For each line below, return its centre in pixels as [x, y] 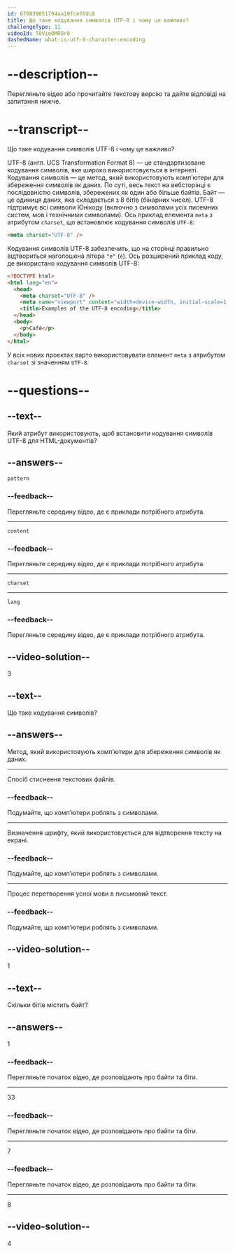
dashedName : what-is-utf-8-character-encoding [76, 40]
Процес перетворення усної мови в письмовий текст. [87, 893]
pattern [19, 479]
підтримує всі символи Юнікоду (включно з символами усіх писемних [113, 207]
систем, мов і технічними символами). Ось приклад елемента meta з [110, 215]
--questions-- [48, 390]
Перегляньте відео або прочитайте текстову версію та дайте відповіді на [116, 94]
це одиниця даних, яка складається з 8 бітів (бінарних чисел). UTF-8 [111, 200]
